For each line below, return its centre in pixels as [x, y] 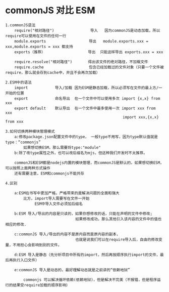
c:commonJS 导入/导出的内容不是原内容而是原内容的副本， [67, 234]
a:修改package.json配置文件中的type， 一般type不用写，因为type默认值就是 [86, 137]
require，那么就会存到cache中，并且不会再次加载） [52, 72]
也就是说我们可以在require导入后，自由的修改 [117, 239]
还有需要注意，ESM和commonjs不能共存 [49, 173]
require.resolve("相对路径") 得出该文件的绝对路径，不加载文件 [81, 62]
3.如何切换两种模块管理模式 [30, 131]
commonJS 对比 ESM [50, 10]
